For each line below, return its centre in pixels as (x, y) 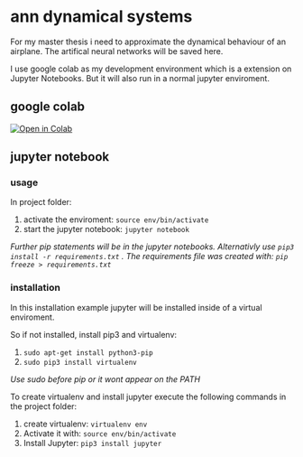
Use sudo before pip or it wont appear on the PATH (106, 379)
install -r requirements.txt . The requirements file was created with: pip (149, 256)
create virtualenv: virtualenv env (85, 424)
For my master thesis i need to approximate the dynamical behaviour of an (148, 42)
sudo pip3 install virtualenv (80, 362)
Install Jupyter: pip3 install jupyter (92, 443)
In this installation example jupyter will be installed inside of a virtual (136, 307)
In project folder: (41, 202)
